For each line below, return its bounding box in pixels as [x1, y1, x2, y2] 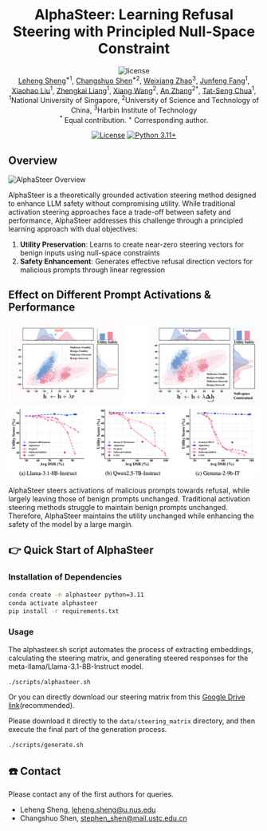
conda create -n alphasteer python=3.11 [8, 591, 145, 599]
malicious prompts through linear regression [19, 265, 166, 275]
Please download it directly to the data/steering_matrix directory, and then [8, 716, 256, 726]
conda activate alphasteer [8, 599, 98, 607]
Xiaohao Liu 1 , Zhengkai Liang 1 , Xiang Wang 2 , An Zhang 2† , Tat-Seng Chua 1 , [11, 84, 257, 95]
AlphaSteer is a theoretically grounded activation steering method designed [8, 190, 257, 200]
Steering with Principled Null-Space [13, 22, 255, 41]
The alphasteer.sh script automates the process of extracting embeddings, [8, 644, 253, 654]
